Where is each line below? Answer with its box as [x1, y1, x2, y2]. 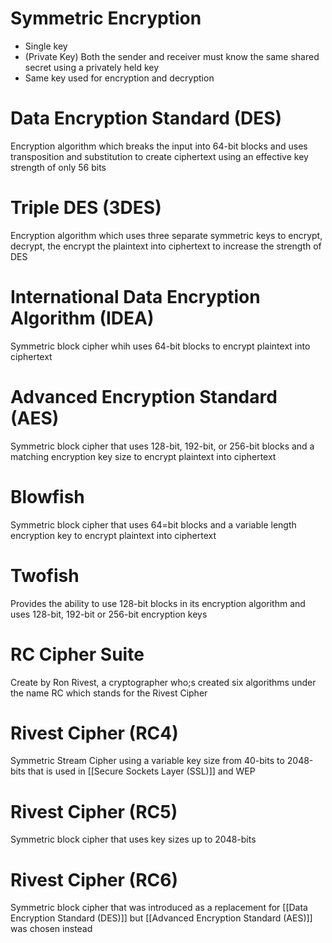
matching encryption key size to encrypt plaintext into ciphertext [10, 450, 277, 462]
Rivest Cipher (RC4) [10, 722, 179, 744]
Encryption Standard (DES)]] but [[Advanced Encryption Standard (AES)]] [10, 912, 313, 924]
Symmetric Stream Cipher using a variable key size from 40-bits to [10, 755, 285, 767]
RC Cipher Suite [10, 643, 145, 666]
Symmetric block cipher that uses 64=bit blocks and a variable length [10, 518, 297, 531]
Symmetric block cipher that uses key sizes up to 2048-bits [10, 833, 257, 846]
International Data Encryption [10, 286, 261, 308]
